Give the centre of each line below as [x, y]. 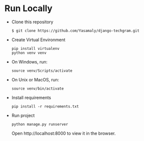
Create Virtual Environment [38, 40]
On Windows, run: [29, 62]
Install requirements [31, 97]
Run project [23, 115]
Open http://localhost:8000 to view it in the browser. [64, 133]
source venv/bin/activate [37, 88]
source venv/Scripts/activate [42, 71]
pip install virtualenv [36, 48]
